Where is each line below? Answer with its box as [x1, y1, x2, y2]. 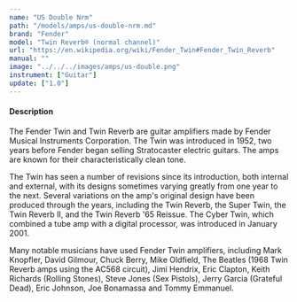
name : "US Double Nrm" [9, 12, 93, 22]
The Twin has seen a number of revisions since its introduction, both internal [9, 171, 289, 182]
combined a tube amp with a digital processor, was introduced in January [9, 218, 277, 228]
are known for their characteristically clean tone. [9, 154, 186, 165]
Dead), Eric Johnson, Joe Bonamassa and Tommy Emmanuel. [9, 283, 234, 293]
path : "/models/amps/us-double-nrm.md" [9, 21, 157, 30]
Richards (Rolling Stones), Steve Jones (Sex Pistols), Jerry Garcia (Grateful [9, 273, 283, 283]
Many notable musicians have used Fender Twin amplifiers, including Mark [9, 244, 282, 255]
